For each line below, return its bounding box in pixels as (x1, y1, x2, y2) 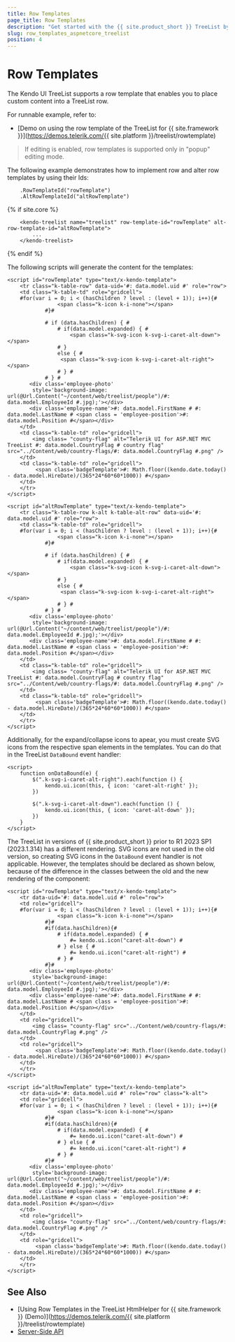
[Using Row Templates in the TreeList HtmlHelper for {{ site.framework (17, 1305, 222, 1313)
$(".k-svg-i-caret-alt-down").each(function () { (32, 801, 180, 808)
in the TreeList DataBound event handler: (7, 750, 122, 759)
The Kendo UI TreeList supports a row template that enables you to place (7, 90, 218, 98)
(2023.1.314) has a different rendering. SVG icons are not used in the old (7, 845, 215, 853)
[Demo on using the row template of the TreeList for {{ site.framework (17, 124, 219, 133)
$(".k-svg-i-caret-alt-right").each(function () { (32, 776, 183, 783)
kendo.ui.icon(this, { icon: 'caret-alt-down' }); (44, 807, 196, 814)
